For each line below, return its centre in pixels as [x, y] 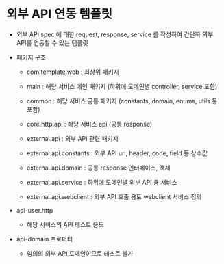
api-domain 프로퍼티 [45, 239]
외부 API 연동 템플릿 [60, 14]
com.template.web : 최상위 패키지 [73, 72]
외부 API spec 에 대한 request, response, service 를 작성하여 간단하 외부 [115, 34]
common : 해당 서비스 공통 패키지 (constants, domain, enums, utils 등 [122, 101]
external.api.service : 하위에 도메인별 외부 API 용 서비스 [102, 182]
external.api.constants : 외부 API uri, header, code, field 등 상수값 [117, 153]
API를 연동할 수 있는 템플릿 [52, 42]
